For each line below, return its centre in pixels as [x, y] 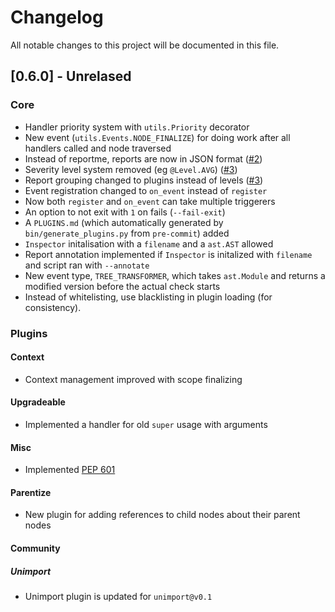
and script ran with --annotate [87, 265]
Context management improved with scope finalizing [133, 379]
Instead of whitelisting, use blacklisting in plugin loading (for [148, 297]
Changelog [57, 17]
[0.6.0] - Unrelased [71, 76]
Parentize [31, 492]
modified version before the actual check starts [122, 286]
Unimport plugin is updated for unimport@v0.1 [118, 596]
